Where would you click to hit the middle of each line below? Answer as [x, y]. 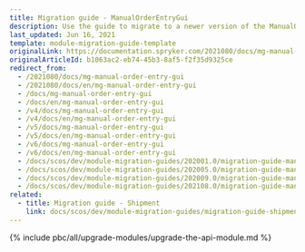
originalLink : [36, 52]
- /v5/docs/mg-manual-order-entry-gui [91, 128]
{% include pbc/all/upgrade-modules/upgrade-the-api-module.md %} [141, 237]
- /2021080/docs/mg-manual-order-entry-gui [101, 77]
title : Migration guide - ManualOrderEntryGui [99, 18]
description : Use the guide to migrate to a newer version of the [138, 26]
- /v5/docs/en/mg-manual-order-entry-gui [97, 136]
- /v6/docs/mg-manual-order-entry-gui [91, 144]
